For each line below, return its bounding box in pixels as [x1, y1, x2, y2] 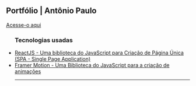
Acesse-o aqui [6, 21, 41, 28]
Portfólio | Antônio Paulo [6, 6, 97, 16]
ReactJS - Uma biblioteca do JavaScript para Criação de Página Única [14, 49, 184, 56]
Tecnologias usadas [14, 36, 73, 44]
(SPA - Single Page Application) [14, 56, 91, 63]
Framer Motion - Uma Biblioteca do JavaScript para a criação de [14, 62, 170, 69]
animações [14, 68, 41, 75]
